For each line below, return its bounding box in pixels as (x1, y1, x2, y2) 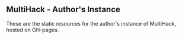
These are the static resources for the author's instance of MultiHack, (6, 20, 176, 27)
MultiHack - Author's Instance (6, 5, 120, 15)
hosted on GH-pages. (6, 26, 59, 33)
